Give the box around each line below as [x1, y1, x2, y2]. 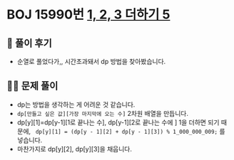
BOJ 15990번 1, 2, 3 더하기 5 [6, 6, 171, 23]
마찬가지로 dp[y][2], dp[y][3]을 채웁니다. [16, 144, 133, 153]
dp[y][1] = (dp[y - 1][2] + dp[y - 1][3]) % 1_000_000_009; [35, 128, 218, 135]
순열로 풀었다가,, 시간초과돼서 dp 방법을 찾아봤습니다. [16, 58, 166, 65]
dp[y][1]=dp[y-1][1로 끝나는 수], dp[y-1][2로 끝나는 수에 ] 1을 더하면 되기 [16, 118, 220, 127]
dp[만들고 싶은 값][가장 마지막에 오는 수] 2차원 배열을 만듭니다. [16, 109, 188, 117]
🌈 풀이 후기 [6, 37, 53, 49]
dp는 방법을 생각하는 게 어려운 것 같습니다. [16, 100, 136, 109]
